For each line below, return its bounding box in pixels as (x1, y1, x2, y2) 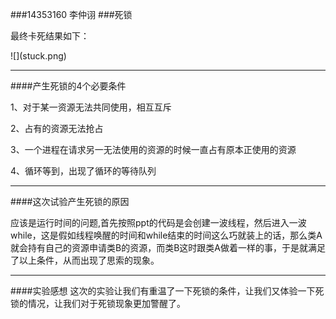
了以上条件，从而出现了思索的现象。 (10, 254, 160, 266)
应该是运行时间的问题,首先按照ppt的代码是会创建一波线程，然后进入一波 (10, 217, 307, 228)
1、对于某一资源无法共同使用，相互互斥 (10, 101, 172, 113)
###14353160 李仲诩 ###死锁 (10, 9, 133, 20)
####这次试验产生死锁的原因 (10, 196, 130, 207)
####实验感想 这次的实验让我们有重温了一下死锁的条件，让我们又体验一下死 (10, 285, 325, 297)
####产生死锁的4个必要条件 (10, 80, 127, 92)
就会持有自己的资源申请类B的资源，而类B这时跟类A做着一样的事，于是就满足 (10, 242, 326, 253)
